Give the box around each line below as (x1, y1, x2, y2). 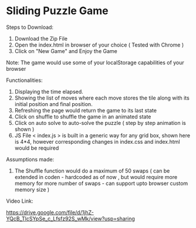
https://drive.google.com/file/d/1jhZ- (6, 209, 94, 216)
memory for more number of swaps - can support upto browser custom (14, 180, 188, 187)
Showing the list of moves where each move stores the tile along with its (14, 94, 190, 101)
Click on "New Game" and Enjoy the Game (14, 47, 117, 54)
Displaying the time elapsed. (14, 88, 83, 95)
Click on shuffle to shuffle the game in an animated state (14, 113, 151, 120)
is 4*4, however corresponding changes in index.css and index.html (14, 138, 180, 145)
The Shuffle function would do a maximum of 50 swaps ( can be (14, 167, 170, 174)
